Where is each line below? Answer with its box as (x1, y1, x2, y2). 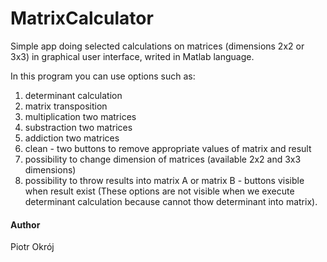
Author (10, 218, 41, 231)
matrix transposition (24, 100, 108, 112)
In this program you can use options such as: (10, 70, 196, 82)
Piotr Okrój (10, 241, 55, 253)
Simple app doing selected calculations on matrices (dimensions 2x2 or (10, 40, 305, 52)
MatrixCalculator (10, 7, 154, 30)
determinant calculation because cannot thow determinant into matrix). (24, 195, 318, 207)
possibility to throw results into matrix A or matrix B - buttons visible (24, 174, 305, 186)
